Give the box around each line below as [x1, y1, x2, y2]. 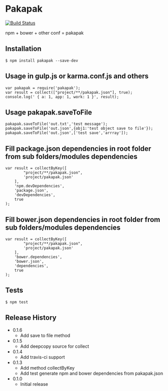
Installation [5, 44, 42, 53]
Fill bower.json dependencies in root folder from [5, 215, 160, 224]
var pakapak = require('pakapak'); [5, 85, 81, 91]
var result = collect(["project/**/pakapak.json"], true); [5, 90, 133, 95]
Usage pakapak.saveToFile [5, 108, 92, 117]
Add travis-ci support [20, 354, 65, 360]
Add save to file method [20, 332, 71, 339]
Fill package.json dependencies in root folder [5, 144, 151, 153]
